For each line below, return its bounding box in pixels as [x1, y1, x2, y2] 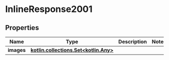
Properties [5, 23, 39, 32]
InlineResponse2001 [5, 3, 93, 15]
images [8, 46, 26, 53]
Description [118, 38, 147, 45]
